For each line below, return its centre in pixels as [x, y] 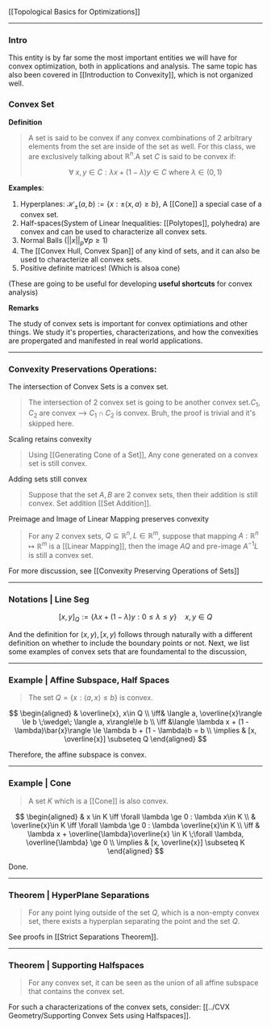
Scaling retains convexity [50, 438]
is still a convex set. [61, 556]
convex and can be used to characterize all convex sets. [113, 232]
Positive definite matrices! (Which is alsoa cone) [100, 268]
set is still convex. [58, 463]
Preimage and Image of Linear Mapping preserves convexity [109, 518]
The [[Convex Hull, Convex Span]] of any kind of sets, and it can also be [140, 250]
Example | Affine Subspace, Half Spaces [89, 680]
